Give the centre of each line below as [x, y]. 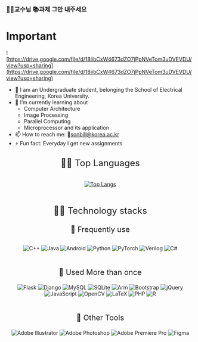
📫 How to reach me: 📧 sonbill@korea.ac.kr [67, 134]
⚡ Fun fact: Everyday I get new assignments [69, 143]
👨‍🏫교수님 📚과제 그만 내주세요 [47, 9]
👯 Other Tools [100, 318]
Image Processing [46, 115]
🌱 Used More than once [100, 272]
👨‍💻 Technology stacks [100, 210]
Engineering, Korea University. [52, 96]
